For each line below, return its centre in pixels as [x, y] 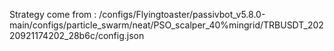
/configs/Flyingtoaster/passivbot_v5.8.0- [182, 14]
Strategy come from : [53, 14]
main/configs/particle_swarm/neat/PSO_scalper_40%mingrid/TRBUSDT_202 [166, 25]
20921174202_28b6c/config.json [77, 35]
